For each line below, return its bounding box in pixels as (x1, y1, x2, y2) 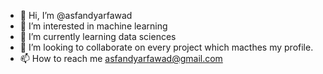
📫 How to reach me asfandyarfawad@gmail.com (19, 53, 223, 64)
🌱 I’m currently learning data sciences (19, 31, 177, 42)
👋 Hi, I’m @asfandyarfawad (19, 10, 133, 21)
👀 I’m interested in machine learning (19, 20, 168, 32)
